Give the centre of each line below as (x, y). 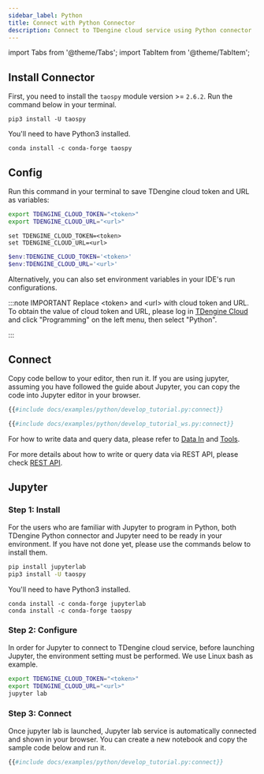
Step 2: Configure (43, 630)
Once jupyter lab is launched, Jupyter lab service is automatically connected (132, 731)
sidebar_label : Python (45, 15)
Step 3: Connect (40, 713)
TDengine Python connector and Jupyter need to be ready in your (115, 535)
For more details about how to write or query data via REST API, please (123, 454)
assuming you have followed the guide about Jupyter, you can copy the (124, 387)
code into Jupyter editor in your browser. (74, 395)
